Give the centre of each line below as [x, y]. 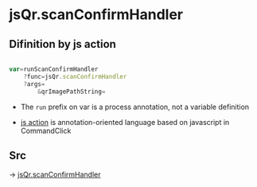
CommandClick [46, 131]
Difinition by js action [62, 44]
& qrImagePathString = [72, 92]
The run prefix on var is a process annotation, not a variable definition [135, 107]
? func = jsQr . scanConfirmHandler [75, 76]
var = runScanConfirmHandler [54, 69]
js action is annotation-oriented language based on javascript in [125, 122]
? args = [34, 84]
